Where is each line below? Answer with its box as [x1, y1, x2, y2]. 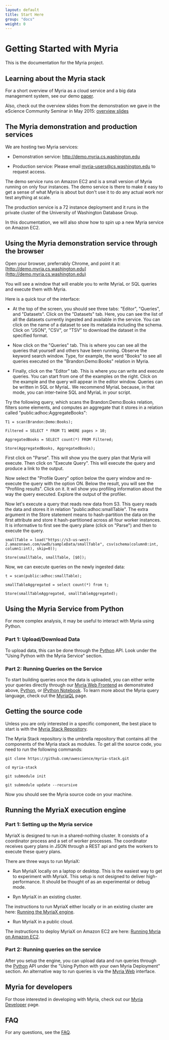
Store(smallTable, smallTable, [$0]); [5, 555, 87, 560]
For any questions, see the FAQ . [5, 1029, 71, 1035]
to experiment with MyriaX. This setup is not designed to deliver [12, 873, 145, 879]
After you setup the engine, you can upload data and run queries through [5, 958, 157, 964]
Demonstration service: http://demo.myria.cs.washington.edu [12, 153, 140, 159]
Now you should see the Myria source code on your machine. [5, 791, 133, 797]
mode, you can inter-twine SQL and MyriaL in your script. [12, 389, 132, 395]
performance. [12, 879, 41, 885]
